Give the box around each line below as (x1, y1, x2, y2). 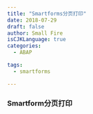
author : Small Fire (7, 29, 63, 37)
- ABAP (13, 49, 32, 56)
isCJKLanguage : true (7, 36, 67, 43)
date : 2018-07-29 (7, 17, 57, 24)
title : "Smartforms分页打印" (7, 10, 87, 17)
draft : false (7, 23, 45, 30)
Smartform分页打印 (7, 98, 72, 108)
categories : (7, 42, 41, 49)
